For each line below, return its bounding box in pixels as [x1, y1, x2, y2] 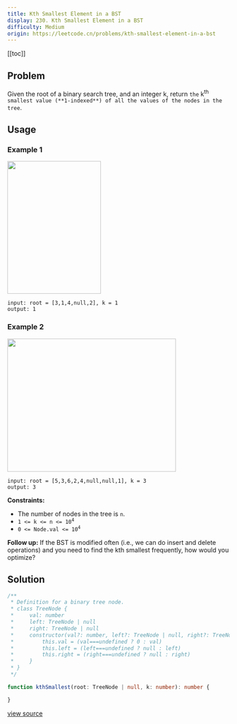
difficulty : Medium [7, 23, 65, 30]
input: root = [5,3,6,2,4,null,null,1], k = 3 [7, 477, 147, 484]
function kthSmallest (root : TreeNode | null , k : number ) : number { [7, 683, 210, 691]
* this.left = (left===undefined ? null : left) [10, 644, 181, 652]
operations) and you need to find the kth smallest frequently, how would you [7, 546, 229, 554]
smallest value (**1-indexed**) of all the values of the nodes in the [7, 97, 222, 104]
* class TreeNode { [10, 606, 68, 613]
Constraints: [7, 496, 45, 504]
